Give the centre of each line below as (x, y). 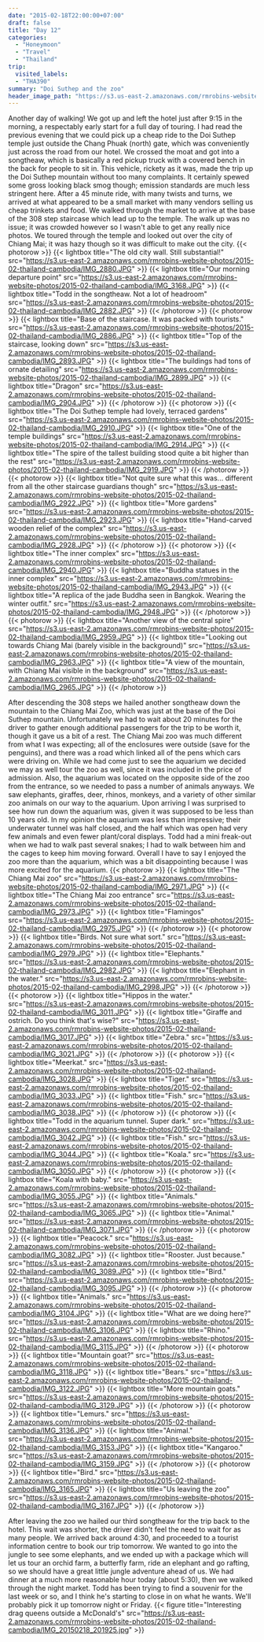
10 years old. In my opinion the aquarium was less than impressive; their (125, 820)
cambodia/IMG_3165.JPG (49, 1489)
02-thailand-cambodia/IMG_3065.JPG (70, 1213)
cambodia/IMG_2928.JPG (50, 545)
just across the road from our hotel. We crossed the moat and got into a (124, 152)
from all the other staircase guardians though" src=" (93, 487)
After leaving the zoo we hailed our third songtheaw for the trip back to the (129, 1522)
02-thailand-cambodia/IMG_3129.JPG (69, 1406)
